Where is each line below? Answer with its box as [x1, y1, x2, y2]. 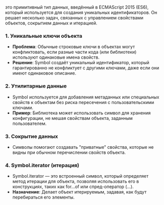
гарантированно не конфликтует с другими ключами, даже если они [12, 65, 160, 71]
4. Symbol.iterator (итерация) [5, 162, 80, 169]
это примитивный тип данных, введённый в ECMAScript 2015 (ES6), [5, 4, 149, 10]
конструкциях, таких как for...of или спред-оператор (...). [12, 184, 134, 190]
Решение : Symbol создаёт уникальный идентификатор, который [12, 60, 150, 66]
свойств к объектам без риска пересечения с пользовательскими [12, 99, 154, 105]
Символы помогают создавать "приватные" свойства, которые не [12, 144, 154, 150]
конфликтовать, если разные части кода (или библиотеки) [12, 49, 137, 55]
